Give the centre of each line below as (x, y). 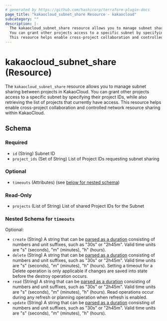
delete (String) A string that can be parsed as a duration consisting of (83, 255)
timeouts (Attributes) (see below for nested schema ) (66, 182)
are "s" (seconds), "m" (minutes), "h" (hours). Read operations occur (83, 292)
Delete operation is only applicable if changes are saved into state (80, 271)
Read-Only (19, 195)
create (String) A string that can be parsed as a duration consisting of (83, 240)
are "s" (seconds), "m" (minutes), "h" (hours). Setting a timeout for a (83, 266)
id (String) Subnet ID (34, 153)
